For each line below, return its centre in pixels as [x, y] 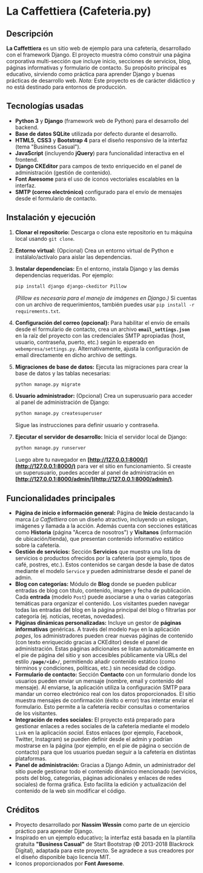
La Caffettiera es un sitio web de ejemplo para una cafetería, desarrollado [98, 48]
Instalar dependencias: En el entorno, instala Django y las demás [97, 268]
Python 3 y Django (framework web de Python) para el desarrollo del [102, 120]
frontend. [27, 159]
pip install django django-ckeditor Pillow [71, 286]
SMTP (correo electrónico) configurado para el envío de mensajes [98, 192]
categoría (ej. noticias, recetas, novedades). [70, 616]
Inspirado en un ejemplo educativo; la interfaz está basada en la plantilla [105, 837]
